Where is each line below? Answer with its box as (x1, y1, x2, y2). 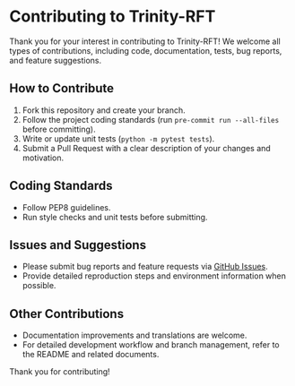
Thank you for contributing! (9, 366, 110, 377)
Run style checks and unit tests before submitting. (22, 211, 208, 222)
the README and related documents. (22, 349, 160, 360)
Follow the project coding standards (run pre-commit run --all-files (22, 114, 280, 124)
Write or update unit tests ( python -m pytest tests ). (22, 133, 215, 144)
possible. (22, 280, 56, 291)
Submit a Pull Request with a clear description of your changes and (22, 142, 271, 153)
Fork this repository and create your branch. (22, 105, 186, 116)
